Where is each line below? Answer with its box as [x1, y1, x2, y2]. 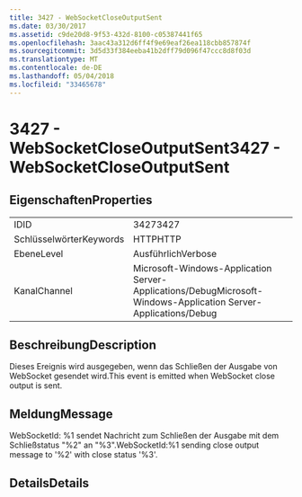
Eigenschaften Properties [9, 192, 153, 208]
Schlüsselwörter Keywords [13, 233, 125, 245]
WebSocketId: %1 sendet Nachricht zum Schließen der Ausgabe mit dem [9, 430, 280, 441]
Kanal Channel [13, 284, 74, 297]
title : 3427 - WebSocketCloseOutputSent [9, 13, 164, 22]
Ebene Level [13, 247, 64, 260]
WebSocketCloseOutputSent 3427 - [9, 138, 281, 158]
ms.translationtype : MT [9, 55, 99, 64]
